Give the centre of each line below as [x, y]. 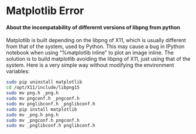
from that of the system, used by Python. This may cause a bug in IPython [95, 47]
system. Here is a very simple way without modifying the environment [90, 65]
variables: [18, 71]
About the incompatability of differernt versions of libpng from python [93, 27]
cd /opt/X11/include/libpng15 [43, 88]
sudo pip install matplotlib [42, 109]
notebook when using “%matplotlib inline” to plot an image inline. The [90, 53]
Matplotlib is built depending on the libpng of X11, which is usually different [96, 40]
